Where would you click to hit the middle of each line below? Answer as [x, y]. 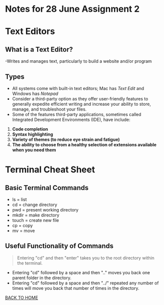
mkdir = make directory [36, 215]
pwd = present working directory [45, 210]
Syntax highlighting [33, 134]
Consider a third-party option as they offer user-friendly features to [80, 99]
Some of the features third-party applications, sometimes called [77, 114]
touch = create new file [35, 220]
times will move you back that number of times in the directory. [76, 288]
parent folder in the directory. [42, 278]
